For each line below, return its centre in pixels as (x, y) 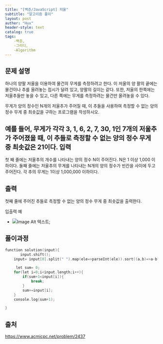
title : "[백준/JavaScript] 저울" (37, 9)
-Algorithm (25, 50)
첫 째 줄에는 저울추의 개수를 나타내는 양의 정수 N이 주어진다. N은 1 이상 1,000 (78, 160)
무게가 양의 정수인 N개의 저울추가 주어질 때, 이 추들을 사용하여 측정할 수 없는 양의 (81, 106)
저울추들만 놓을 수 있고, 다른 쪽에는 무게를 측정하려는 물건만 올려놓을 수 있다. (77, 96)
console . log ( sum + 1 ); (34, 299)
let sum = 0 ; (28, 268)
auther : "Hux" (19, 23)
